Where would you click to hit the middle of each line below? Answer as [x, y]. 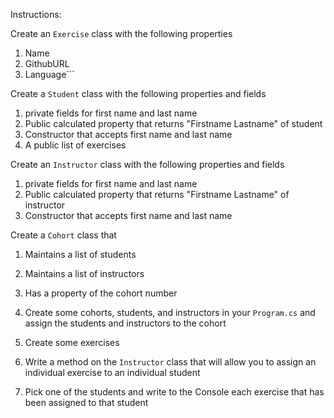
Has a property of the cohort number [101, 293]
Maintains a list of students [80, 254]
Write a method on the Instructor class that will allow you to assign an [170, 362]
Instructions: [36, 14]
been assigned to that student [86, 402]
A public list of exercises [75, 145]
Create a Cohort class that [63, 235]
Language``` [49, 74]
